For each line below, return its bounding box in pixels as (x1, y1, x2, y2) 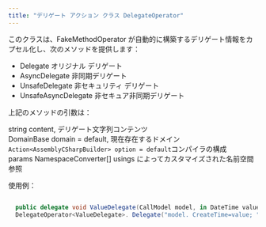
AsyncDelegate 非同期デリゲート (19, 70, 127, 80)
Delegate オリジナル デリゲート (19, 61, 123, 70)
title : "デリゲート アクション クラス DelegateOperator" (8, 11, 184, 20)
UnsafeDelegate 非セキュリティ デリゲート (19, 81, 160, 90)
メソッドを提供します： (63, 44, 140, 54)
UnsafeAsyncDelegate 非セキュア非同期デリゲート (19, 90, 184, 100)
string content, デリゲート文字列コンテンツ (8, 124, 148, 134)
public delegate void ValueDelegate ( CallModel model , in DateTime (15, 203, 239, 211)
